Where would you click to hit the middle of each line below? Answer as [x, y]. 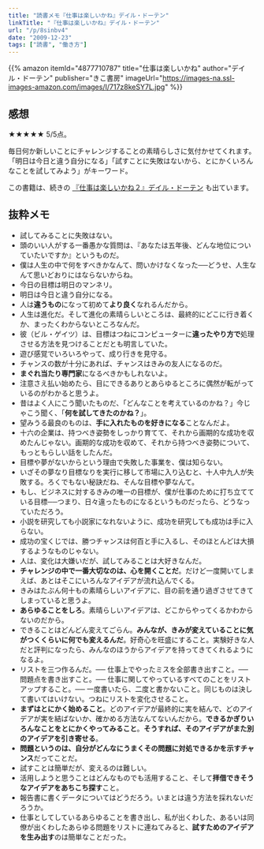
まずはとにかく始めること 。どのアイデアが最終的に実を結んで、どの [130, 709]
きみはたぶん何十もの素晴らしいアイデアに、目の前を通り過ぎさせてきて [136, 590]
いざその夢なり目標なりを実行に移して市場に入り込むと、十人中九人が [133, 472]
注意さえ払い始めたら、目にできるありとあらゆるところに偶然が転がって [137, 383]
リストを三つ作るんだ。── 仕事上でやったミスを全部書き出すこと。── [134, 669]
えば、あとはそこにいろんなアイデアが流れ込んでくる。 [109, 580]
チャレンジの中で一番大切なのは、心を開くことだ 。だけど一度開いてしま [137, 570]
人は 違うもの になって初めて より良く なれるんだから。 [106, 304]
